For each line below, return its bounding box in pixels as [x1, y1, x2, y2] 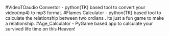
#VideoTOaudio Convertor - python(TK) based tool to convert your [5, 5, 146, 10]
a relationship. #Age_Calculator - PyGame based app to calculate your [5, 20, 153, 26]
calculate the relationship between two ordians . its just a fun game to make [5, 15, 164, 21]
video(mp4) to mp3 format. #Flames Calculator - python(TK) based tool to [5, 10, 162, 16]
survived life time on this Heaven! [5, 26, 76, 32]
